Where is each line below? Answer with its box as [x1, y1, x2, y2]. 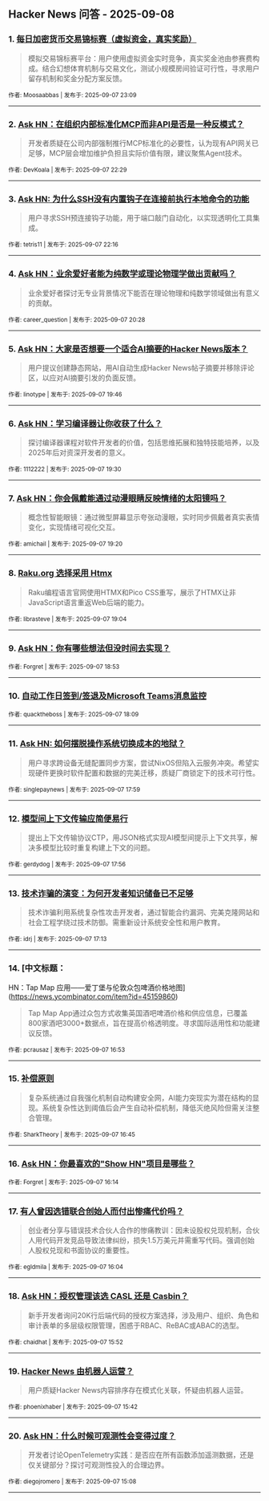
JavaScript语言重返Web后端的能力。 [27, 597, 149, 607]
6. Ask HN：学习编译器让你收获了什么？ [8, 418, 163, 429]
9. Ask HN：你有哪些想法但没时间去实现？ [8, 643, 171, 654]
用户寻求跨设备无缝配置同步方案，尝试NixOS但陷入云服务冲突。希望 [27, 757, 253, 768]
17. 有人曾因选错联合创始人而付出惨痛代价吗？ [8, 1206, 184, 1217]
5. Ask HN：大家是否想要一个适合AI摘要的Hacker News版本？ [8, 343, 248, 355]
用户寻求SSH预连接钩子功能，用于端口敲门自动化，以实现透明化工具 [27, 213, 254, 223]
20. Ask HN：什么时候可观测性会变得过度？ [8, 1430, 176, 1442]
